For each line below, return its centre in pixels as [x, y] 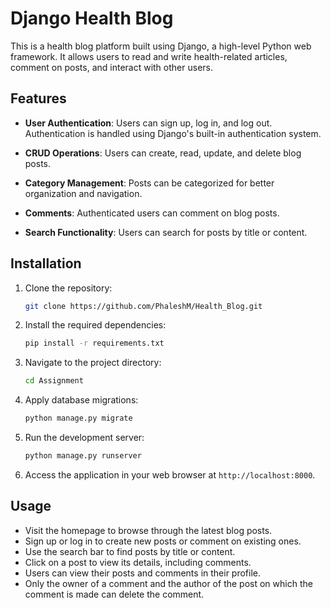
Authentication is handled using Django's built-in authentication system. [173, 133]
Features [38, 98]
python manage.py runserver [83, 456]
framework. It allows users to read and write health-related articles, [149, 56]
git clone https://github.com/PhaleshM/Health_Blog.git [143, 306]
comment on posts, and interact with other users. [111, 67]
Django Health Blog [92, 18]
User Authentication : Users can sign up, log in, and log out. [148, 123]
